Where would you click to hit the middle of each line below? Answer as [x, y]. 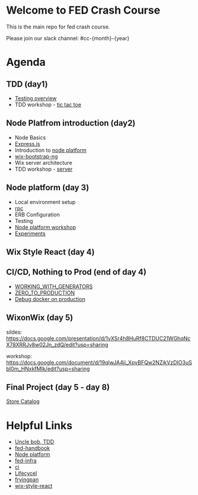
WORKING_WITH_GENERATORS [54, 286]
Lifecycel [26, 473]
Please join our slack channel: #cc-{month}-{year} [68, 38]
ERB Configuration [37, 215]
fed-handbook [32, 448]
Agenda [26, 62]
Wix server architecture [43, 162]
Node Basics [30, 138]
